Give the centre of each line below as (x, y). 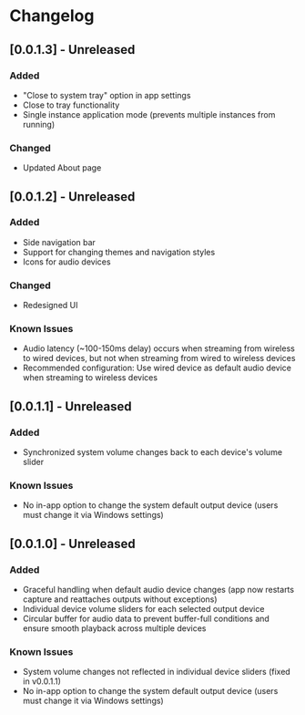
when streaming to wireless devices (90, 378)
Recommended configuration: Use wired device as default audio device (157, 368)
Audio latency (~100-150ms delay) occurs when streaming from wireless (159, 348)
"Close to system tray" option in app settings (107, 95)
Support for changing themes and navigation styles (119, 252)
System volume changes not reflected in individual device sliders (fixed (157, 672)
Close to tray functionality (71, 105)
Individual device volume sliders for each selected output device (143, 609)
